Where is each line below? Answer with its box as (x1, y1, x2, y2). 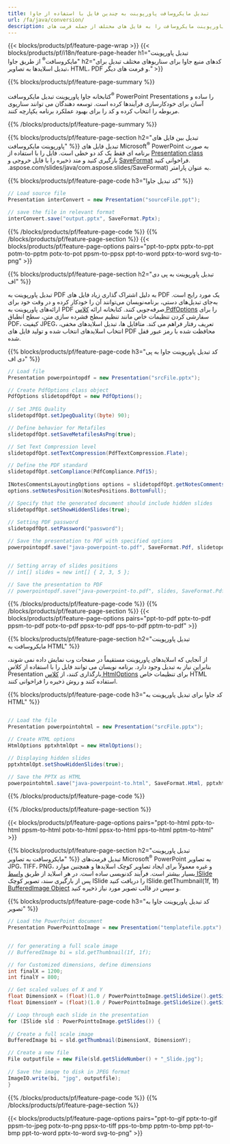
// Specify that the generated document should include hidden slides (8, 499, 213, 507)
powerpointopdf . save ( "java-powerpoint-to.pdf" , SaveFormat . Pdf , (8, 544, 195, 551)
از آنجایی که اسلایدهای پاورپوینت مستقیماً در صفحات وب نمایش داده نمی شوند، (8, 656, 207, 664)
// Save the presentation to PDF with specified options (8, 538, 173, 545)
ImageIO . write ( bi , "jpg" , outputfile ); (8, 1075, 121, 1082)
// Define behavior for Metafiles (8, 424, 106, 432)
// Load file (8, 368, 45, 375)
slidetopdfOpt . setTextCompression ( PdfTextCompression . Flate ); (8, 449, 188, 456)
